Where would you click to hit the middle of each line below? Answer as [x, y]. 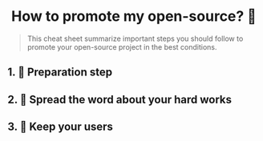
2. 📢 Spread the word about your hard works [120, 99]
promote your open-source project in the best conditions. [122, 46]
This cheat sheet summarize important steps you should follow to [135, 38]
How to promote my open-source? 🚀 [134, 16]
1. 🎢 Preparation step [60, 73]
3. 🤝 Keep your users [61, 127]
